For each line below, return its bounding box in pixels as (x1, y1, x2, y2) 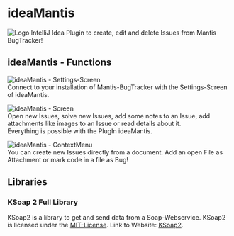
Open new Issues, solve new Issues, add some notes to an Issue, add (7, 111, 211, 120)
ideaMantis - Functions (7, 57, 112, 69)
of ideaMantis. (7, 90, 50, 99)
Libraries (7, 176, 48, 189)
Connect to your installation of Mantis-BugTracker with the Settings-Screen (7, 83, 228, 91)
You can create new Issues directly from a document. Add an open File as (7, 147, 223, 157)
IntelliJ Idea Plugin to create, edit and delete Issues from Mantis (30, 28, 217, 37)
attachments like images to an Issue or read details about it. (7, 119, 182, 128)
